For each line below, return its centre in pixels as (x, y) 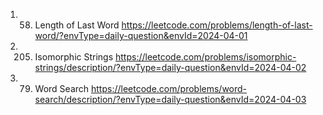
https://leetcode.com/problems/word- (169, 88)
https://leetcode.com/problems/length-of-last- (217, 25)
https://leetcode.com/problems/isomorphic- (206, 57)
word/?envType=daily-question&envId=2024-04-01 (141, 35)
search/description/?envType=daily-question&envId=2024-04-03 (170, 99)
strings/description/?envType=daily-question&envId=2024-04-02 (170, 67)
